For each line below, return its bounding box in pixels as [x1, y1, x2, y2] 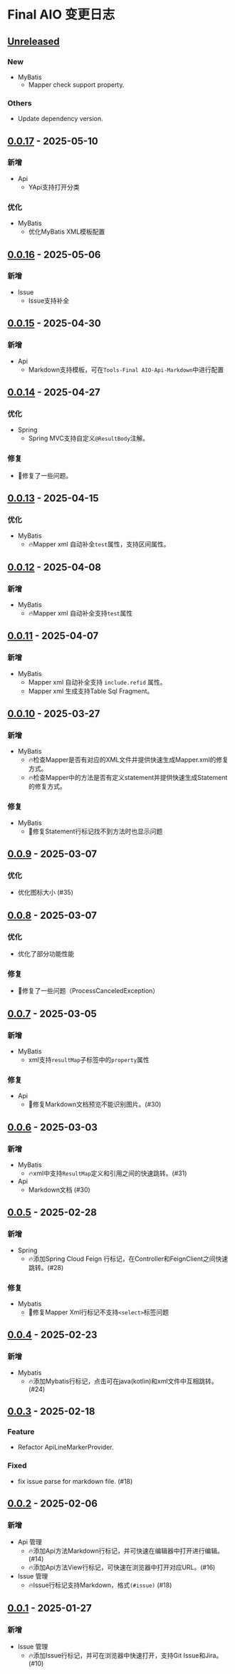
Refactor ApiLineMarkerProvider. [17, 1443, 114, 1452]
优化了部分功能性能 [17, 949, 75, 958]
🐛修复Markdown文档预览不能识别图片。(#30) [28, 1100, 162, 1108]
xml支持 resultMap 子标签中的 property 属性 [28, 1055, 150, 1064]
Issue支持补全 [28, 296, 70, 305]
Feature [7, 1426, 35, 1436]
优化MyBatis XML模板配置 [28, 227, 105, 236]
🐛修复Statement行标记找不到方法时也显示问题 [28, 827, 163, 836]
